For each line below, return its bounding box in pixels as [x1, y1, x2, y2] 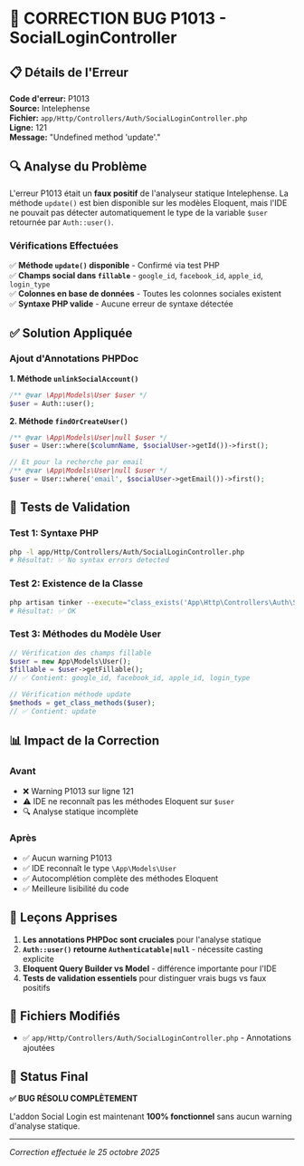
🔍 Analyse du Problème [9, 159, 147, 175]
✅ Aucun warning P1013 [22, 852, 113, 863]
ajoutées [22, 1043, 55, 1054]
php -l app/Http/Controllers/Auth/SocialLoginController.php [9, 548, 245, 557]
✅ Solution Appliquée [9, 326, 133, 341]
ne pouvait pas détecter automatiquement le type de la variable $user [9, 207, 269, 218]
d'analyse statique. [9, 1121, 81, 1132]
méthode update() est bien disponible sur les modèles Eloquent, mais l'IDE [9, 197, 288, 208]
